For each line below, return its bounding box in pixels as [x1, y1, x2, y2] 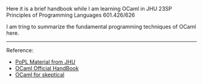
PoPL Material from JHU [14, 58, 76, 65]
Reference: [6, 47, 34, 53]
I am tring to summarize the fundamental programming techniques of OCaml [6, 23, 196, 30]
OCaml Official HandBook [14, 65, 79, 71]
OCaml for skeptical [14, 71, 65, 78]
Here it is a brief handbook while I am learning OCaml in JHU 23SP [6, 5, 172, 12]
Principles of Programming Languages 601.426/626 [6, 11, 135, 19]
